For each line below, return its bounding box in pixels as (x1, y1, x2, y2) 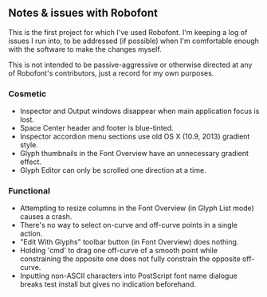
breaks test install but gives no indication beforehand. (19, 279, 197, 289)
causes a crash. (19, 212, 73, 221)
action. (19, 229, 43, 238)
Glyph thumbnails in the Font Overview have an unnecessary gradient (19, 149, 249, 158)
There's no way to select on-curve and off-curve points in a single (19, 221, 238, 230)
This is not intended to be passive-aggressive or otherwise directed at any (8, 60, 253, 69)
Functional (8, 186, 50, 197)
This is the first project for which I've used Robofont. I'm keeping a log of (8, 27, 248, 37)
